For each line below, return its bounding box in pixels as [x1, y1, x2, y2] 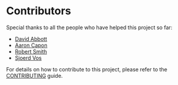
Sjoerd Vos [14, 54, 42, 61]
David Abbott [14, 35, 48, 42]
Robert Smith [14, 48, 48, 55]
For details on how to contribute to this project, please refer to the [6, 65, 168, 73]
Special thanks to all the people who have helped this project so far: [6, 24, 173, 31]
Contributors [6, 4, 71, 18]
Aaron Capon [14, 42, 48, 49]
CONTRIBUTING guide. [6, 72, 63, 79]
